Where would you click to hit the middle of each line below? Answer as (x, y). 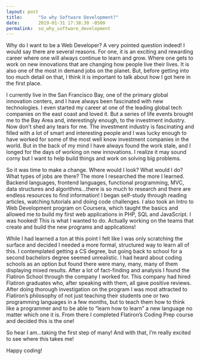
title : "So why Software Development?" (62, 17)
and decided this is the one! (40, 321)
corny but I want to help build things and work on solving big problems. (94, 158)
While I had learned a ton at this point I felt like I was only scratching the (95, 239)
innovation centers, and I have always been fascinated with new (85, 101)
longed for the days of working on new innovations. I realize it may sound (96, 152)
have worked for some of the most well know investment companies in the (98, 139)
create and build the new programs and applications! (71, 227)
